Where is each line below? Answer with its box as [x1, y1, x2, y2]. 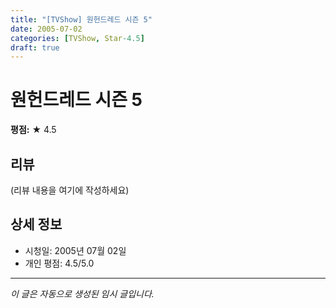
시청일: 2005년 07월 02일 [24, 244, 127, 256]
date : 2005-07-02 [10, 24, 83, 34]
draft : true [10, 42, 60, 53]
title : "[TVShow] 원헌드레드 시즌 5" [10, 14, 153, 25]
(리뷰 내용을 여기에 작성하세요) [10, 184, 130, 196]
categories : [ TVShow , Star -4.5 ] [10, 33, 145, 43]
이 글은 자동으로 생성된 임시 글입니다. [10, 287, 155, 300]
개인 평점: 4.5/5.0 [24, 257, 95, 269]
